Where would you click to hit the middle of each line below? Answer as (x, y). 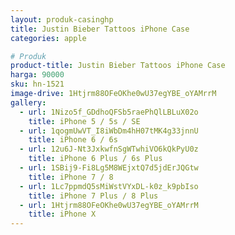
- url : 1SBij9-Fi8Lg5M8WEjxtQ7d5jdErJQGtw (109, 168)
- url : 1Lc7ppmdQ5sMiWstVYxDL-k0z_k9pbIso (109, 186)
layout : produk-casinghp (62, 19)
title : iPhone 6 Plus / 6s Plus (95, 159)
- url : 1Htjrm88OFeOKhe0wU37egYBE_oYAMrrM (109, 205)
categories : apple (48, 38)
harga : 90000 (37, 75)
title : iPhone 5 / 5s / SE (84, 121)
